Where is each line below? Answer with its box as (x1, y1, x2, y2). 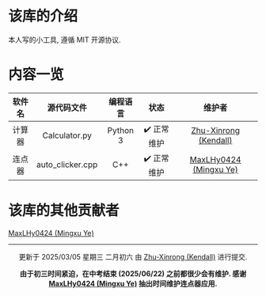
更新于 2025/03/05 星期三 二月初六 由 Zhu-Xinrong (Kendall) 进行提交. (18, 252, 248, 261)
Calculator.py (42, 130, 93, 141)
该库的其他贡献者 (8, 202, 120, 220)
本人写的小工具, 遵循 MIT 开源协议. (8, 35, 121, 44)
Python (107, 125, 135, 136)
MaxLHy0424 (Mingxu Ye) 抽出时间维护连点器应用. (48, 279, 218, 288)
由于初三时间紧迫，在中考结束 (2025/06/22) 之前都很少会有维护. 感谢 (19, 268, 247, 278)
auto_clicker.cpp (36, 159, 98, 170)
